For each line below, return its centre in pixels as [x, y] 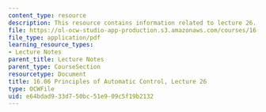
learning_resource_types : [51, 45]
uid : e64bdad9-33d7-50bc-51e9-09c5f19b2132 [81, 96]
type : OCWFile [32, 89]
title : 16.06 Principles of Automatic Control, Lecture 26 [108, 81]
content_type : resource [47, 15]
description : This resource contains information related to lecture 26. [133, 23]
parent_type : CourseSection [55, 67]
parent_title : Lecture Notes [56, 60]
